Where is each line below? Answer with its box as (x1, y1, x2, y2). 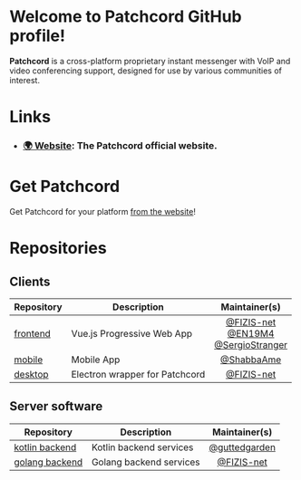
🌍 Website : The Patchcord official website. (22, 139, 218, 152)
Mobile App (71, 353, 121, 366)
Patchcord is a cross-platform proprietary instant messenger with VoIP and (9, 55, 291, 66)
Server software (9, 398, 103, 414)
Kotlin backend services (91, 441, 194, 454)
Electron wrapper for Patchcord (71, 368, 206, 380)
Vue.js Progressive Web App (71, 327, 193, 340)
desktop (14, 368, 49, 380)
